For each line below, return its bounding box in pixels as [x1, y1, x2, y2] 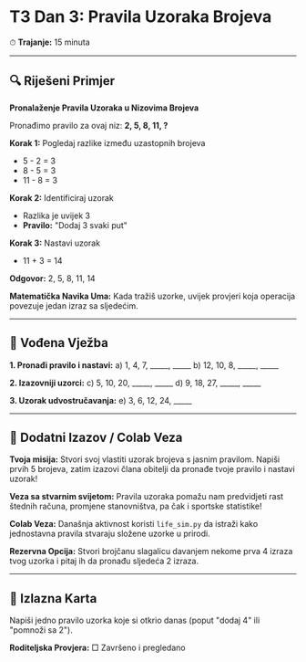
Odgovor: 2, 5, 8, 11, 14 [9, 272, 96, 284]
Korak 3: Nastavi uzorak [9, 237, 101, 248]
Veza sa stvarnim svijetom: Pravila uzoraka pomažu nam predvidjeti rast [9, 491, 284, 502]
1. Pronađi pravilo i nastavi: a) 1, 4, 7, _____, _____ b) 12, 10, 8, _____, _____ [9, 359, 280, 371]
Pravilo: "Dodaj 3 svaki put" [22, 219, 127, 230]
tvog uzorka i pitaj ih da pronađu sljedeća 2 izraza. [9, 555, 199, 567]
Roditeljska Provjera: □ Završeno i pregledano [9, 642, 186, 654]
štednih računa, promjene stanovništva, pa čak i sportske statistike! [9, 500, 262, 512]
